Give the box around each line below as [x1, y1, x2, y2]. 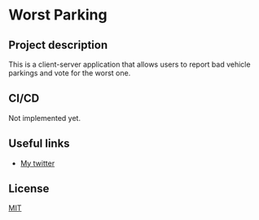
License [8, 182, 50, 196]
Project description [8, 38, 108, 52]
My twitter [20, 158, 55, 168]
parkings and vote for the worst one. [8, 68, 131, 78]
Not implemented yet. [8, 113, 81, 123]
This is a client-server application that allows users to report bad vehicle [8, 59, 251, 69]
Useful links [8, 136, 71, 151]
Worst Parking [8, 6, 108, 24]
